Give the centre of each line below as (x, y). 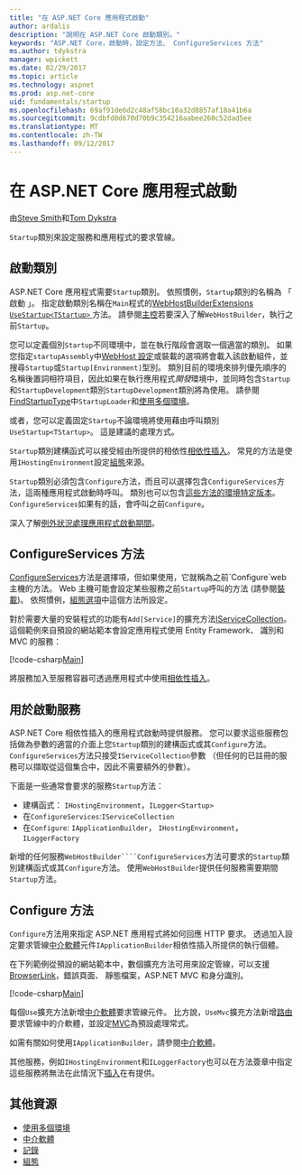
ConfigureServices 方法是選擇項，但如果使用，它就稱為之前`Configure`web (148, 578)
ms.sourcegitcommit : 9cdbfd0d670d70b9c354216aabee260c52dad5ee (131, 118)
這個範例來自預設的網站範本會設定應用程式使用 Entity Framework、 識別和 (147, 630)
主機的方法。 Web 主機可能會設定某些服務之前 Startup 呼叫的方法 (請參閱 (143, 588)
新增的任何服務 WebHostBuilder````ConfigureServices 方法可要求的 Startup (146, 856)
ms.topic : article (44, 77)
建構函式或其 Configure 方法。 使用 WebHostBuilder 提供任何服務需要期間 (147, 868)
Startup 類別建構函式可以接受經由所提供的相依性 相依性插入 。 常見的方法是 (147, 450)
